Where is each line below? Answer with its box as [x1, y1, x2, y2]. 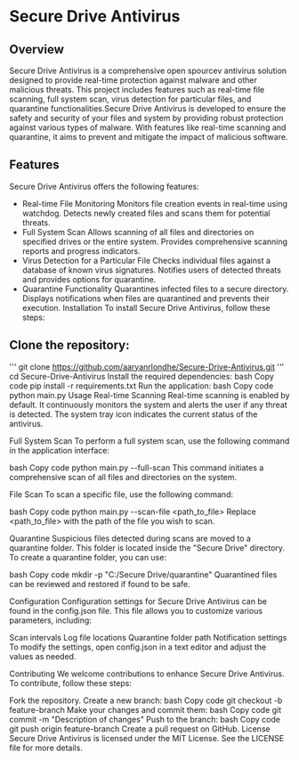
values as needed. [9, 650, 77, 661]
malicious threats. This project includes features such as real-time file [9, 85, 265, 94]
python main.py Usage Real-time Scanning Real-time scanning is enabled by [9, 389, 291, 400]
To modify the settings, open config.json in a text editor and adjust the [9, 642, 267, 652]
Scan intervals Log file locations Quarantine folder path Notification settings [9, 632, 287, 642]
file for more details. [9, 742, 83, 753]
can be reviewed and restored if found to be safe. [9, 578, 191, 589]
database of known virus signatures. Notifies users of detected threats [21, 265, 282, 275]
